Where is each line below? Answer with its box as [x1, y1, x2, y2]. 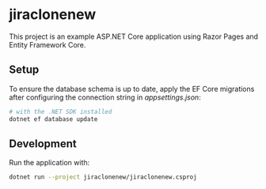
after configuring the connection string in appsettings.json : [9, 93, 201, 102]
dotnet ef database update [9, 115, 98, 123]
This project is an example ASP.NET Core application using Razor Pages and [9, 32, 259, 41]
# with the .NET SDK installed [9, 108, 112, 115]
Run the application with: [9, 158, 90, 168]
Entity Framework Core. [9, 40, 86, 49]
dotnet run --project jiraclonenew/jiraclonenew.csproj [9, 173, 197, 181]
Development [9, 137, 78, 150]
